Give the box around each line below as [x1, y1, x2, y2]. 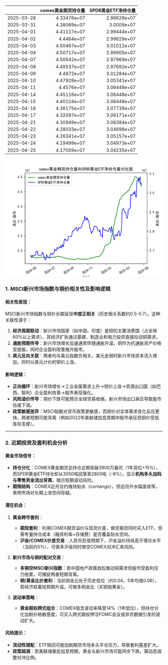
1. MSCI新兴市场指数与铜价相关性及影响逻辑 [5, 285, 111, 292]
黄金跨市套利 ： [12, 514, 43, 520]
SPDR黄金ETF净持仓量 [89, 7, 136, 13]
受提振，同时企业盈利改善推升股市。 [12, 346, 87, 353]
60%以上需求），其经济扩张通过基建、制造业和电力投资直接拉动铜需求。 [12, 334, 161, 340]
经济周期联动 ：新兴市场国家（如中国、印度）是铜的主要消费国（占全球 [12, 328, 157, 334]
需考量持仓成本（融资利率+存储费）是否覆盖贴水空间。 [19, 531, 132, 537]
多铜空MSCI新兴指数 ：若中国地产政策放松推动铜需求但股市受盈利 [19, 565, 154, 571]
